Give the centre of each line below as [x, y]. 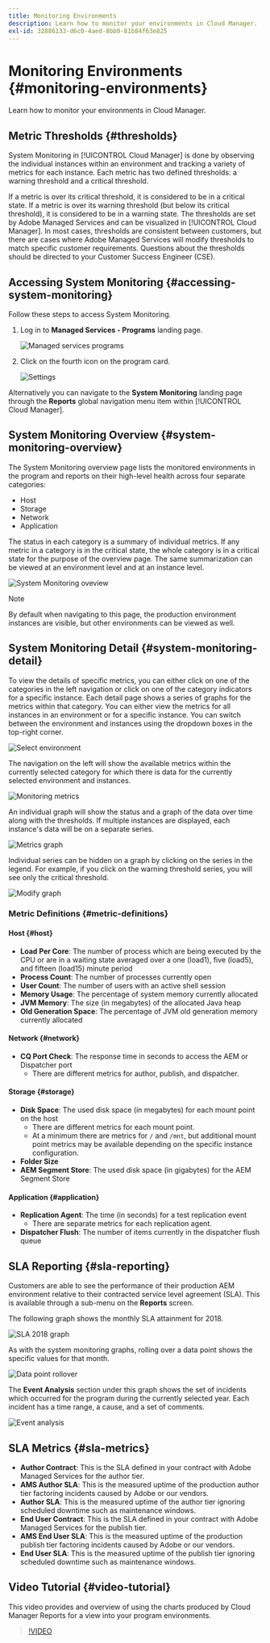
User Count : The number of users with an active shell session [123, 985]
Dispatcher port [46, 1064]
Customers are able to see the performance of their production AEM [122, 1286]
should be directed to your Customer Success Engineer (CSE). [112, 257]
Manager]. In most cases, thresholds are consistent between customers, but [135, 231]
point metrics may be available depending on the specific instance [142, 1144]
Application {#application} [54, 1197]
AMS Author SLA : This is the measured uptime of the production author [139, 1485]
